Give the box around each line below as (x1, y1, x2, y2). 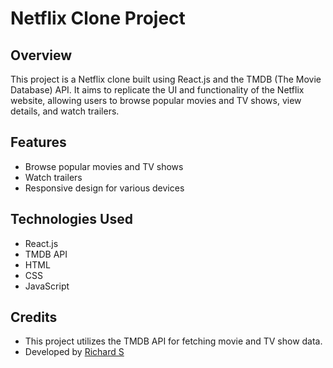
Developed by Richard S (24, 346, 125, 358)
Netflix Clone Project (10, 7, 186, 30)
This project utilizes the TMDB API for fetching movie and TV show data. (24, 335, 323, 347)
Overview (10, 47, 73, 64)
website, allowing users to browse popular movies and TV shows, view (10, 95, 302, 106)
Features (10, 134, 67, 151)
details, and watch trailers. (10, 105, 120, 117)
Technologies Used (10, 211, 133, 228)
